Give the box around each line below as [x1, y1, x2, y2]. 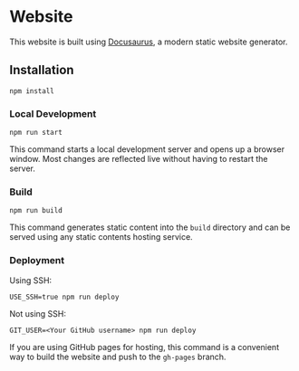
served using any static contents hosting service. [9, 232, 193, 243]
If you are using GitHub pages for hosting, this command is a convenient [9, 341, 279, 352]
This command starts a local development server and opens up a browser [9, 144, 285, 155]
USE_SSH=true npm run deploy [9, 292, 120, 301]
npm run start [9, 128, 63, 138]
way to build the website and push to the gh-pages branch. [9, 351, 227, 362]
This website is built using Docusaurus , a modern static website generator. [9, 36, 288, 47]
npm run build [9, 206, 63, 215]
